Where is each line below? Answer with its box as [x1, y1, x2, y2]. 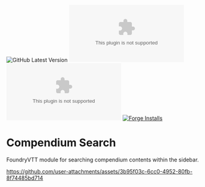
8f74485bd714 [6, 174, 43, 182]
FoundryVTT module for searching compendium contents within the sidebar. [6, 156, 199, 163]
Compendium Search [6, 136, 116, 150]
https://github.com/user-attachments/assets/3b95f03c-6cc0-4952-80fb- [6, 168, 193, 175]
